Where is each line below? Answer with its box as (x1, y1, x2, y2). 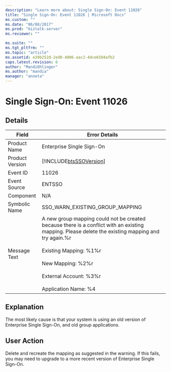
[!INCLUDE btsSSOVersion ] (41, 158, 106, 165)
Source (8, 184, 25, 191)
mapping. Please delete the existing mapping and (41, 228, 160, 235)
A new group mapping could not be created (41, 215, 146, 222)
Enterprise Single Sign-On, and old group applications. (5, 321, 120, 328)
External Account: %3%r (41, 273, 101, 280)
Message (8, 247, 30, 254)
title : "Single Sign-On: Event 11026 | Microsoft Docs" (5, 12, 126, 17)
